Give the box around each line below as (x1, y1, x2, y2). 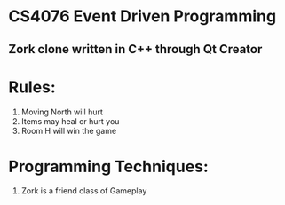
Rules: (8, 77, 57, 97)
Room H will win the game (20, 125, 117, 136)
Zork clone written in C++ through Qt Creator (8, 42, 263, 57)
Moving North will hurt (20, 106, 104, 117)
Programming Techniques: (8, 156, 210, 177)
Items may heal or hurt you (20, 115, 120, 126)
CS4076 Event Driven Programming (8, 6, 277, 27)
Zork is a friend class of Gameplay (20, 185, 147, 196)
